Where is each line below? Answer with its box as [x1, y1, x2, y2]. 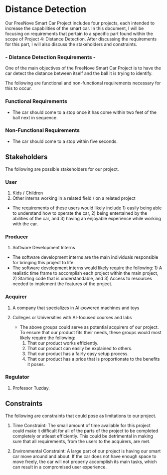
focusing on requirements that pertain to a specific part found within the [5, 30, 154, 36]
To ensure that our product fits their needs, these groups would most [19, 329, 162, 335]
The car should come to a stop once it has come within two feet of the [12, 109, 157, 115]
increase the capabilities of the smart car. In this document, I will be [5, 25, 144, 31]
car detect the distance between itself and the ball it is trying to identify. [5, 70, 153, 76]
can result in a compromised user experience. [12, 464, 107, 470]
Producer [5, 233, 28, 240]
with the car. [12, 221, 38, 227]
